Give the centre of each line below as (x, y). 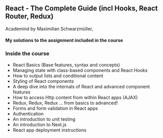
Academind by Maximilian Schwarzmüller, (49, 29)
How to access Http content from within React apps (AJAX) (75, 97)
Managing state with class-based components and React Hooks (80, 70)
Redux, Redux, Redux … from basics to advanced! (65, 103)
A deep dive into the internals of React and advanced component (81, 86)
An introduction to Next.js (40, 124)
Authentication (28, 113)
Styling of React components (43, 81)
